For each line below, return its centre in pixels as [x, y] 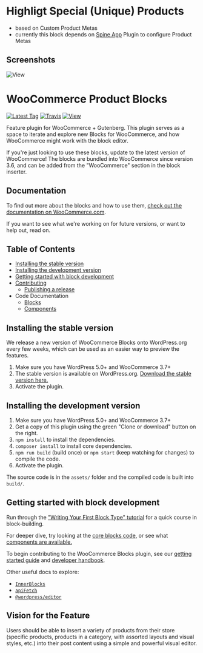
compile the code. [38, 459]
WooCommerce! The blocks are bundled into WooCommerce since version [100, 158]
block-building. [25, 524]
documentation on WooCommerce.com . [56, 212]
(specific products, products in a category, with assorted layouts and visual [100, 637]
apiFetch [26, 590]
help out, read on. [28, 230]
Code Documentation [42, 296]
